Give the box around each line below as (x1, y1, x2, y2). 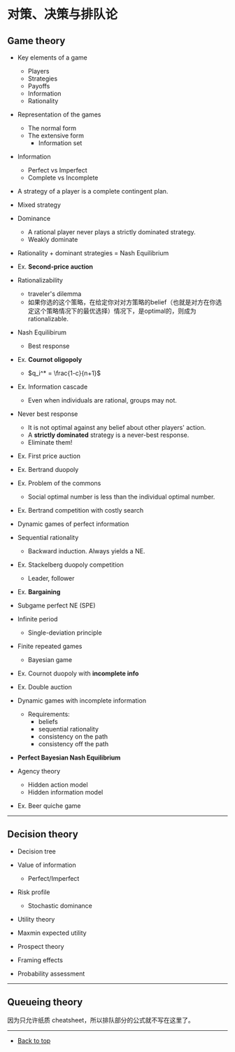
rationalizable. (27, 315, 69, 323)
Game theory (7, 34, 66, 46)
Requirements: (27, 710, 70, 718)
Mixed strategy (17, 201, 61, 209)
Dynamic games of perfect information (17, 520, 129, 528)
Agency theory (17, 767, 61, 775)
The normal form (27, 124, 77, 132)
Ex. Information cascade (17, 383, 88, 391)
